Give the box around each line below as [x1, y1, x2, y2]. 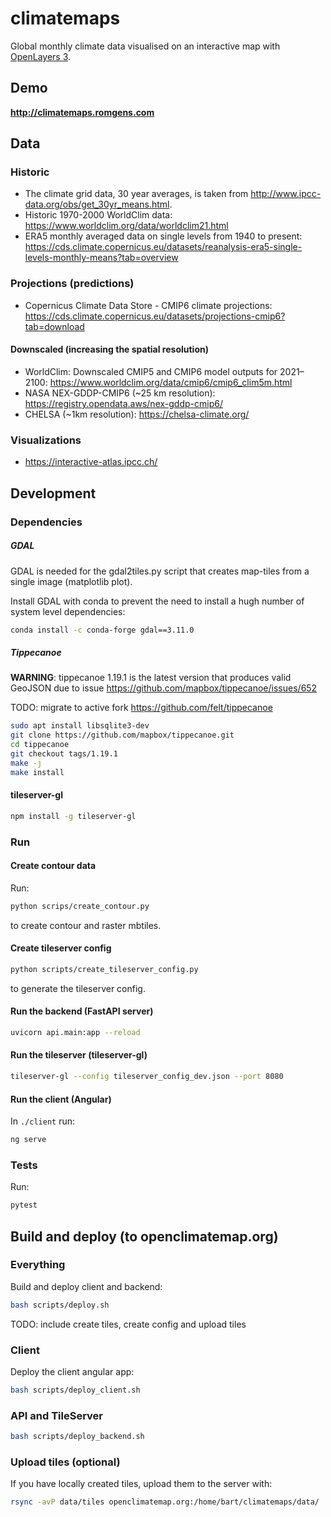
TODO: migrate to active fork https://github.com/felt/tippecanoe [10, 702, 273, 714]
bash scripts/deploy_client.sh [10, 1385, 141, 1396]
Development [10, 485, 97, 502]
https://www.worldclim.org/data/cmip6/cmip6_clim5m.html [49, 376, 293, 388]
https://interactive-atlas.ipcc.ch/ [24, 456, 158, 468]
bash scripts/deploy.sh [10, 1300, 110, 1310]
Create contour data [10, 860, 97, 872]
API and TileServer [10, 1408, 103, 1422]
